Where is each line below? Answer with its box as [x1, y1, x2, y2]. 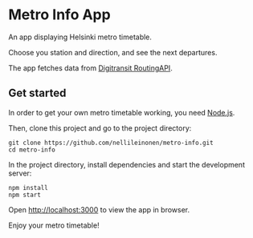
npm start [8, 191, 42, 199]
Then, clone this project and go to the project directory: [8, 123, 192, 133]
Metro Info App [8, 6, 111, 24]
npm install [8, 184, 48, 192]
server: [8, 168, 32, 178]
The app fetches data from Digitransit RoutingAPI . [8, 63, 173, 73]
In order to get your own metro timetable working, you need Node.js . [8, 107, 235, 117]
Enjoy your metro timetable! [8, 220, 100, 230]
